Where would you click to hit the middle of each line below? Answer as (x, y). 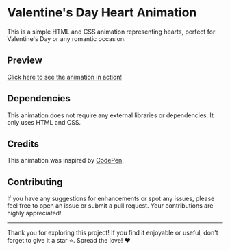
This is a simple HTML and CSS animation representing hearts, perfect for (111, 32)
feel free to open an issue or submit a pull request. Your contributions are (110, 206)
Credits (23, 144)
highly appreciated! (34, 213)
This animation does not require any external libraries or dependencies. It (111, 115)
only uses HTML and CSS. (44, 122)
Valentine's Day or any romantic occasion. (66, 38)
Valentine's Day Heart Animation (102, 13)
